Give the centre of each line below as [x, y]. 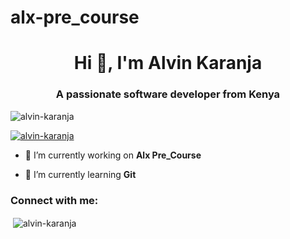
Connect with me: [54, 200]
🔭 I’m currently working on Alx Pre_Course [113, 155]
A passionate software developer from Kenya [168, 94]
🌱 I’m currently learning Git [80, 174]
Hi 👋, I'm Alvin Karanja [168, 63]
